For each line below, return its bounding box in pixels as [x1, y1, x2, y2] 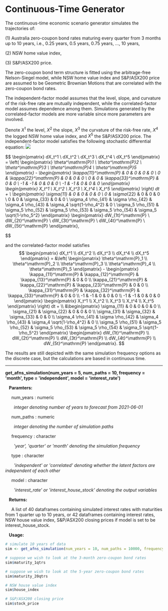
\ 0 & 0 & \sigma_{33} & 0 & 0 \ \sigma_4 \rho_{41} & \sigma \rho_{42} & [5, 196, 152, 202]
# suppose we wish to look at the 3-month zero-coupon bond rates [5, 555, 146, 560]
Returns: [8, 496, 27, 503]
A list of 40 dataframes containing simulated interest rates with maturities [11, 506, 162, 512]
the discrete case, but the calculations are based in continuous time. [5, 355, 146, 361]
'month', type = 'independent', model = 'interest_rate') [5, 375, 121, 381]
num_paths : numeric [11, 414, 55, 420]
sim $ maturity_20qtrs [5, 573, 48, 578]
